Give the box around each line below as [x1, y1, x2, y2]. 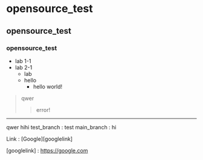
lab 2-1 [14, 64, 33, 71]
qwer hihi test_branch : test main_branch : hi [6, 123, 117, 131]
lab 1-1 [14, 57, 31, 64]
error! [36, 106, 50, 113]
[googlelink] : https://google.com [6, 147, 88, 154]
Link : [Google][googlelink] [6, 135, 73, 143]
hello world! [33, 83, 63, 90]
